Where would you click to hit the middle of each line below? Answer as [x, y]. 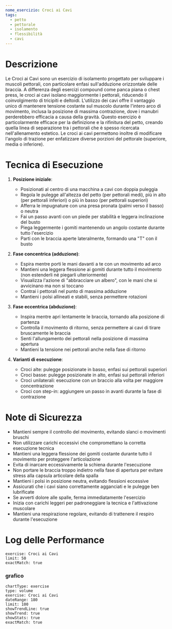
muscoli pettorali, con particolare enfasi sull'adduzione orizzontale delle [81, 84]
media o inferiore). [25, 144]
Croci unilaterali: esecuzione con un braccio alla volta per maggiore [92, 380]
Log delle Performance [55, 540]
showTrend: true [23, 613]
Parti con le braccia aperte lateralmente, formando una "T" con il [89, 238]
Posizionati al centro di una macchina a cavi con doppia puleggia [89, 189]
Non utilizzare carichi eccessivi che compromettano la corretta [79, 443]
